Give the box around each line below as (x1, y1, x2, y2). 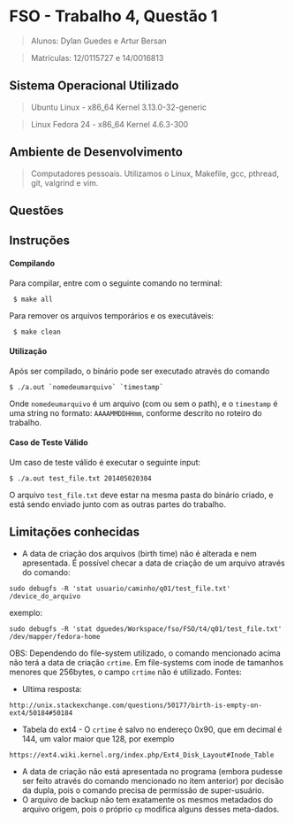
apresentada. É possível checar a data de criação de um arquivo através (21, 558, 285, 568)
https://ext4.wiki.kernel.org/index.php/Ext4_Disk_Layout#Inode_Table (9, 750, 275, 759)
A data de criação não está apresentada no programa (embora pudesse (21, 765, 283, 776)
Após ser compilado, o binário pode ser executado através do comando (9, 365, 270, 376)
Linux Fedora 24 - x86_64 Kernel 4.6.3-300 (30, 119, 189, 129)
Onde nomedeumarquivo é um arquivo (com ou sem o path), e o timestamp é (9, 398, 278, 409)
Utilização (9, 346, 47, 357)
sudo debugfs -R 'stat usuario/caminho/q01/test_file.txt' (9, 584, 231, 593)
